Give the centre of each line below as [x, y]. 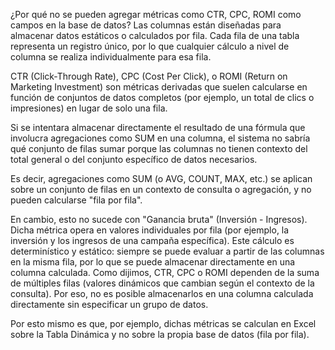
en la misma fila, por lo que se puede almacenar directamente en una [153, 262]
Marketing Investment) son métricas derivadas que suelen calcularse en [159, 87]
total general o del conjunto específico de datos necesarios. [134, 159]
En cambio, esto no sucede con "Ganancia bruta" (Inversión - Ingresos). [159, 219]
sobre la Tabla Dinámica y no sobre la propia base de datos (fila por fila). [160, 334]
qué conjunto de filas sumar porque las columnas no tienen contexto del [159, 148]
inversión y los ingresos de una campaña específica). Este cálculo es [152, 240]
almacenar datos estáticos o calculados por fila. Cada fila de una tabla [155, 35]
